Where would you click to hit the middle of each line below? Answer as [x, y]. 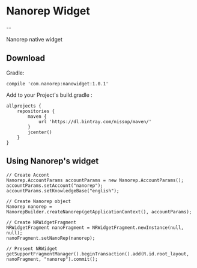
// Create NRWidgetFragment [41, 222]
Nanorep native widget [35, 39]
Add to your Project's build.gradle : [50, 95]
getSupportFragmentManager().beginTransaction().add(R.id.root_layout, [98, 254]
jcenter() [40, 132]
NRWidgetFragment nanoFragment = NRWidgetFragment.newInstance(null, [95, 227]
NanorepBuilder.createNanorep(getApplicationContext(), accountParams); [99, 212]
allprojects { [24, 106]
